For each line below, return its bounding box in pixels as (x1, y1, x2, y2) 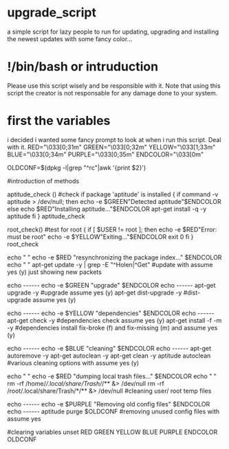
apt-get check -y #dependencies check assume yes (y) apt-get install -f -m (7, 316, 222, 324)
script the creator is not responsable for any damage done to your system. (7, 89, 218, 97)
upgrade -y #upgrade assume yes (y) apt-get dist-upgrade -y (7, 288, 182, 297)
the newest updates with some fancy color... (7, 34, 133, 43)
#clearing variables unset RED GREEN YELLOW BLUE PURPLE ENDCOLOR (7, 428, 218, 436)
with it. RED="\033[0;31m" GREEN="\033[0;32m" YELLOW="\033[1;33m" (7, 143, 216, 151)
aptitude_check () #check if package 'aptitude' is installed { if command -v (7, 190, 219, 198)
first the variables (7, 113, 111, 128)
